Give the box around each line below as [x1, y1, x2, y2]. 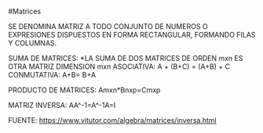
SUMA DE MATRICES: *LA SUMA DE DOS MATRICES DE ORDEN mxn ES [8, 54, 243, 63]
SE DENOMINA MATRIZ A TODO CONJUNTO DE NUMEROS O [8, 22, 208, 31]
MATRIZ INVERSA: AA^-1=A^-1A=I [8, 101, 116, 110]
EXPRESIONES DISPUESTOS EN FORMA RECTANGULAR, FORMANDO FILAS [8, 31, 256, 39]
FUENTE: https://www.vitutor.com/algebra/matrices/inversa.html [8, 116, 217, 124]
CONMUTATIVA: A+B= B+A [8, 70, 97, 79]
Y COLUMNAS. [8, 38, 57, 48]
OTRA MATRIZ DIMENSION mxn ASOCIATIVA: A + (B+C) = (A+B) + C [8, 62, 231, 71]
